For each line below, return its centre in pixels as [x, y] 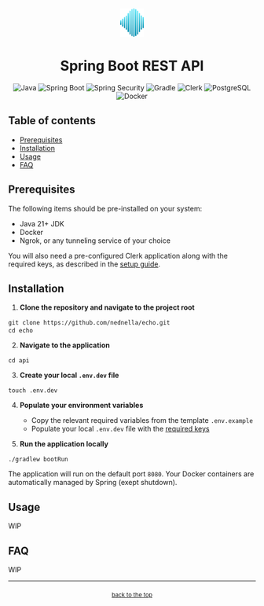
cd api [19, 361]
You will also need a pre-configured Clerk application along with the [118, 255]
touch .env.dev [33, 391]
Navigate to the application [64, 345]
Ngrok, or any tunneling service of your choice [95, 241]
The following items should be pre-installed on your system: [105, 208]
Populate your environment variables [81, 406]
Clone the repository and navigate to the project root [107, 307]
